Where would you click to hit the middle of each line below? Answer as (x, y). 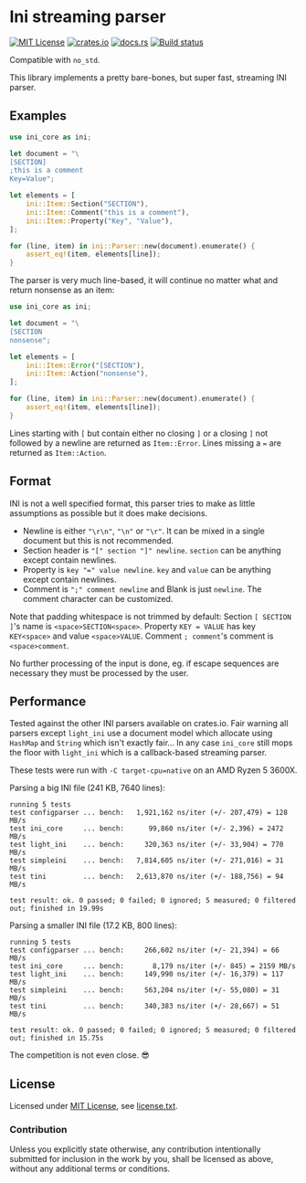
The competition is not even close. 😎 (80, 1055)
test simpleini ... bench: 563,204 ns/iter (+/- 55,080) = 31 (145, 990)
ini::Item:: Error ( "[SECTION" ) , (85, 365)
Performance (48, 701)
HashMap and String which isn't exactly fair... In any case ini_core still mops (151, 743)
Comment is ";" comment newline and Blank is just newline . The (142, 589)
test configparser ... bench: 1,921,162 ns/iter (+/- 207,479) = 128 (148, 813)
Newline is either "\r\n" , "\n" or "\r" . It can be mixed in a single (143, 531)
